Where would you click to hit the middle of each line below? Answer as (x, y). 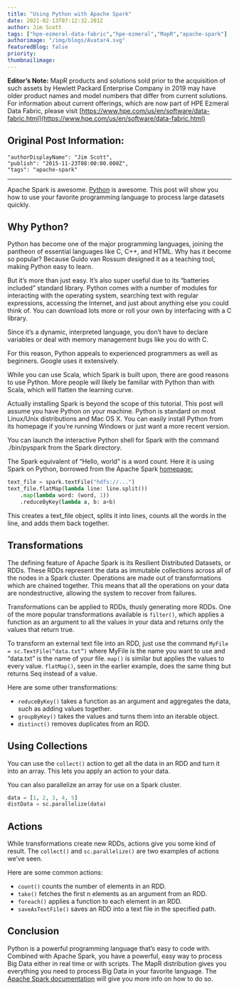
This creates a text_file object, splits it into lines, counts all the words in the (117, 515)
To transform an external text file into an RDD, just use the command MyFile (118, 643)
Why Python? (38, 227)
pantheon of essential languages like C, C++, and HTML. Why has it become (119, 252)
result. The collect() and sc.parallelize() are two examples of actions (113, 851)
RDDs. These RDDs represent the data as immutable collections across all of (119, 570)
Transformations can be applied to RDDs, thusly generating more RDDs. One (119, 606)
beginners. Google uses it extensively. (63, 361)
